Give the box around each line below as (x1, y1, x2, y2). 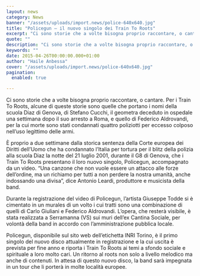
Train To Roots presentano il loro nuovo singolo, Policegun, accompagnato (6, 158, 189, 166)
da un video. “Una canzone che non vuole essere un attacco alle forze (6, 164, 179, 172)
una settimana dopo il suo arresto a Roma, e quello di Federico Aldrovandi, (6, 115, 189, 122)
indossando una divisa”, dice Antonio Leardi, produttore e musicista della (6, 177, 185, 185)
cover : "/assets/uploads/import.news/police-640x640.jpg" (6, 64, 153, 70)
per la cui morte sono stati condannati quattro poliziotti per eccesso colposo (6, 122, 193, 129)
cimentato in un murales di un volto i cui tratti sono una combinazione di (6, 201, 183, 208)
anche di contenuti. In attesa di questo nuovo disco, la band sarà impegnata (6, 257, 192, 264)
